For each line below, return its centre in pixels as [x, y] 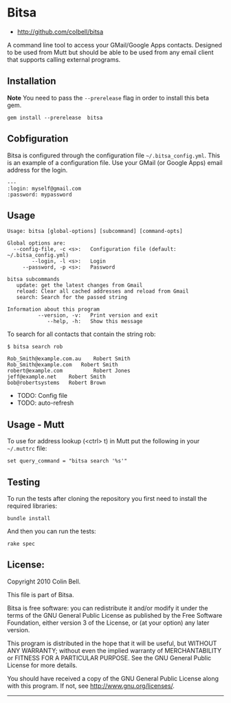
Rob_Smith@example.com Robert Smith [63, 365]
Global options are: [37, 243]
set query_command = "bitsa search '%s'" [67, 461]
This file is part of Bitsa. [41, 594]
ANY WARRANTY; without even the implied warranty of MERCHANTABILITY [114, 650]
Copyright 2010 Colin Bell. [44, 581]
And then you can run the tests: [52, 531]
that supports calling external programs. [64, 59]
